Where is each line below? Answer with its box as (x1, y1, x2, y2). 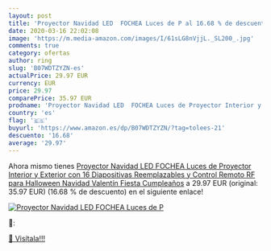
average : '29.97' (8, 138, 67, 147)
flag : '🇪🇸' (8, 117, 48, 125)
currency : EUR (8, 79, 56, 87)
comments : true (8, 42, 60, 50)
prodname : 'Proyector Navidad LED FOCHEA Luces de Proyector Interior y (8, 101, 262, 109)
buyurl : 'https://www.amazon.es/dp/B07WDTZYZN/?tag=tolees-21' (8, 124, 226, 132)
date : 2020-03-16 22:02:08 (8, 27, 99, 35)
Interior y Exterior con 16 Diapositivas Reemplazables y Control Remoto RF (8, 170, 256, 179)
